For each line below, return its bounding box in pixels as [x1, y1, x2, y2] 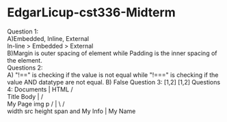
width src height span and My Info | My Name [7, 107, 136, 115]
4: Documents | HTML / [7, 85, 73, 93]
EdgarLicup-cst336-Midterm [7, 5, 176, 20]
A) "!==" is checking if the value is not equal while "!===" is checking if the [7, 70, 219, 79]
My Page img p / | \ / [7, 100, 65, 108]
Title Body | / [7, 92, 44, 100]
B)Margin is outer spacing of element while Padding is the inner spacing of [7, 49, 217, 57]
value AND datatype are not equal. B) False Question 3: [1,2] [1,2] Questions [7, 78, 221, 86]
